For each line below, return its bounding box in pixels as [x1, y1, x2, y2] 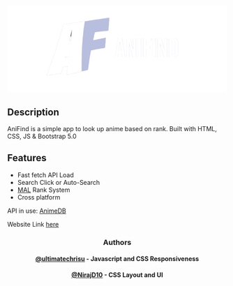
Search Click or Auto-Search [17, 178, 100, 186]
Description [7, 106, 59, 118]
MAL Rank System [17, 186, 70, 194]
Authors [103, 237, 132, 247]
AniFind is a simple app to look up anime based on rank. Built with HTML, [7, 124, 218, 133]
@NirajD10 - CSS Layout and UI [71, 271, 163, 279]
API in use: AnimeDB [7, 206, 66, 215]
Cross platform [17, 193, 61, 201]
